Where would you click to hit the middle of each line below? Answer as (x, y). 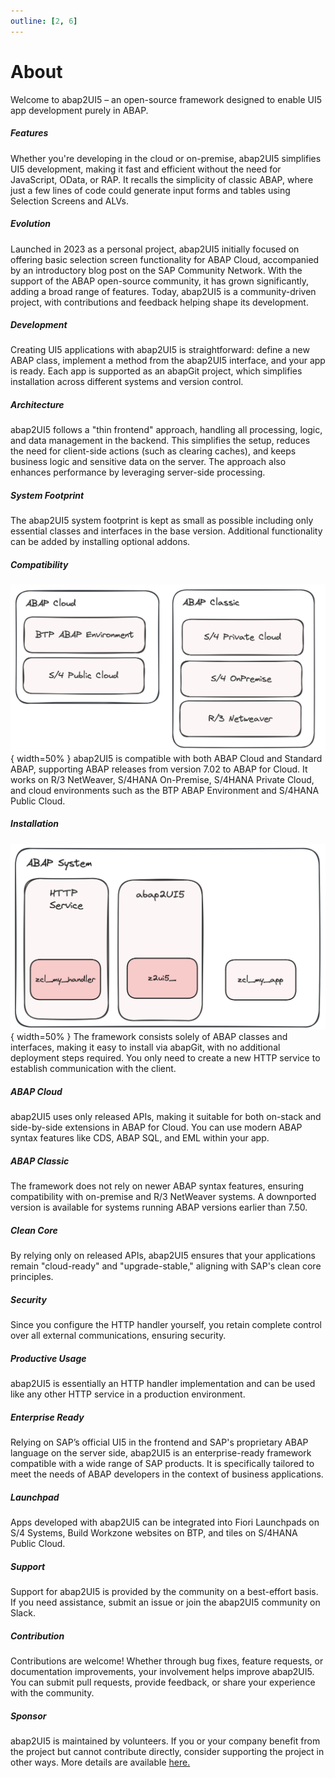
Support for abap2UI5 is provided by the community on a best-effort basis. (164, 1592)
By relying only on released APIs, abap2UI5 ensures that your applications (163, 1256)
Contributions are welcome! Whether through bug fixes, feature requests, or (167, 1661)
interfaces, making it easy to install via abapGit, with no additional (145, 1047)
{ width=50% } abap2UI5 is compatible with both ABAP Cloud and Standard (166, 758)
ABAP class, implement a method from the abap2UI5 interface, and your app (168, 361)
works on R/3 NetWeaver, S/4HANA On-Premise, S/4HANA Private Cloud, (162, 779)
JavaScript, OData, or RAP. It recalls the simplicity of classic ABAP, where (162, 179)
